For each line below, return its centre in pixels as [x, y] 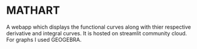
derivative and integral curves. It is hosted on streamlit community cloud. [97, 33]
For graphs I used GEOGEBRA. [44, 39]
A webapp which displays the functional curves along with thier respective [99, 27]
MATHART [33, 10]
